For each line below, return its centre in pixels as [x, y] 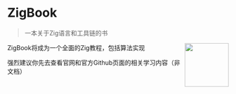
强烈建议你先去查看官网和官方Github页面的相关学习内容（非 [94, 62]
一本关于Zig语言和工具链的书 [66, 33]
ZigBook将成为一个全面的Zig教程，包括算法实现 [76, 47]
